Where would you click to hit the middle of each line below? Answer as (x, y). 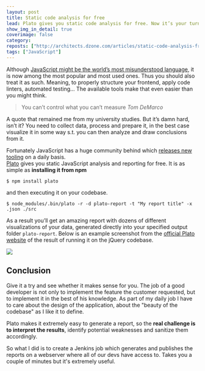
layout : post (23, 12)
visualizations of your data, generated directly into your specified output (97, 227)
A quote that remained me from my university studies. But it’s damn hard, (98, 119)
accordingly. (22, 336)
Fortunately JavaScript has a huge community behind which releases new (99, 150)
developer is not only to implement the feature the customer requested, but (101, 292)
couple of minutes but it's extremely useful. (61, 361)
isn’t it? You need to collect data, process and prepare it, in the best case (98, 126)
